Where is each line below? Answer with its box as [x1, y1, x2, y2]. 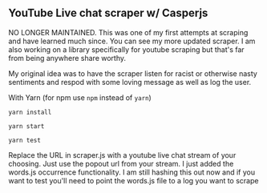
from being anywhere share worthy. [8, 53, 127, 62]
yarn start [8, 122, 45, 131]
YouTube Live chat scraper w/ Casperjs [8, 6, 208, 20]
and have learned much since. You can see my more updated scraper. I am [8, 36, 256, 46]
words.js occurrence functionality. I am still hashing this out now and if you [8, 167, 255, 177]
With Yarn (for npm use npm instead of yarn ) [8, 92, 152, 103]
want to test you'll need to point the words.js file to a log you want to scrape [8, 175, 259, 185]
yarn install [8, 108, 52, 116]
